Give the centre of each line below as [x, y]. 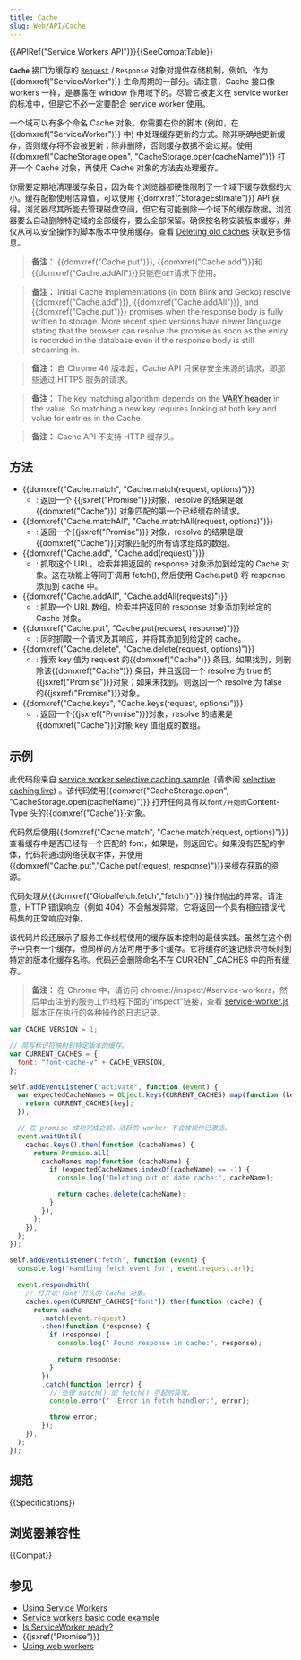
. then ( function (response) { [96, 1327]
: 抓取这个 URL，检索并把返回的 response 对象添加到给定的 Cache [158, 564]
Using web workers [58, 1647]
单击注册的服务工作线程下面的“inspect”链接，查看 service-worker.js [164, 1001]
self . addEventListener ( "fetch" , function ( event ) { [107, 1260]
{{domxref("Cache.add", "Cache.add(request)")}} [114, 553]
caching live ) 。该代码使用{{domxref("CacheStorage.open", [119, 791]
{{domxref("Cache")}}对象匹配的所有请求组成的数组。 [135, 543]
